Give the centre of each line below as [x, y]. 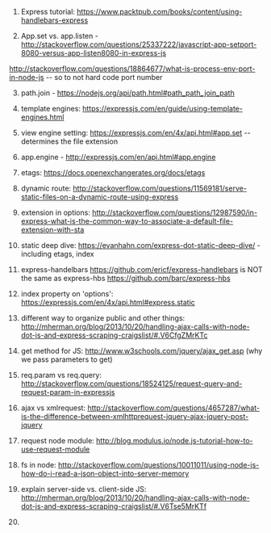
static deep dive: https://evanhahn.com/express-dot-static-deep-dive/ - [141, 245]
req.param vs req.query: [61, 375]
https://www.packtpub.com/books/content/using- [160, 12]
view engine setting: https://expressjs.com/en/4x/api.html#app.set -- [135, 133]
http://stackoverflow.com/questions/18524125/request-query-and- [131, 384]
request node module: [58, 441]
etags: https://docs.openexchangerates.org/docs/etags [113, 172]
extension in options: [56, 212]
